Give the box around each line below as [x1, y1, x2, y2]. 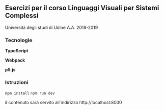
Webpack [5, 57, 26, 63]
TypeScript [5, 48, 28, 54]
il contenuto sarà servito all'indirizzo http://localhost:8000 [5, 100, 122, 106]
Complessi [5, 12, 39, 20]
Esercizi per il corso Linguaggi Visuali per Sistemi [5, 4, 160, 12]
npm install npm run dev [5, 91, 55, 96]
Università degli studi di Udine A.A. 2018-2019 [5, 24, 98, 30]
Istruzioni [5, 79, 28, 86]
